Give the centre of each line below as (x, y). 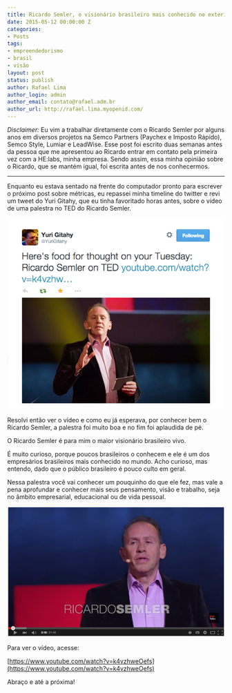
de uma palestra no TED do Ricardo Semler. (69, 208)
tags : (15, 44)
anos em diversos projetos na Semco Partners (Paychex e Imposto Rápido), (115, 137)
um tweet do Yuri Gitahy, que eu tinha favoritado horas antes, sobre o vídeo (115, 201)
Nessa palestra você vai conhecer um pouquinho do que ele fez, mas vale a (115, 482)
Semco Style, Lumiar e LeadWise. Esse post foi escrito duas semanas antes (115, 144)
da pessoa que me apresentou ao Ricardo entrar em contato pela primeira (112, 152)
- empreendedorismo (35, 51)
